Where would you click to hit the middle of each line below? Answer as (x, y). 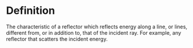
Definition (31, 11)
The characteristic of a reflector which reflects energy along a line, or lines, (97, 27)
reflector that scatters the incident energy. (57, 39)
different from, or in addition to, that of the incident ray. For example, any (94, 32)
